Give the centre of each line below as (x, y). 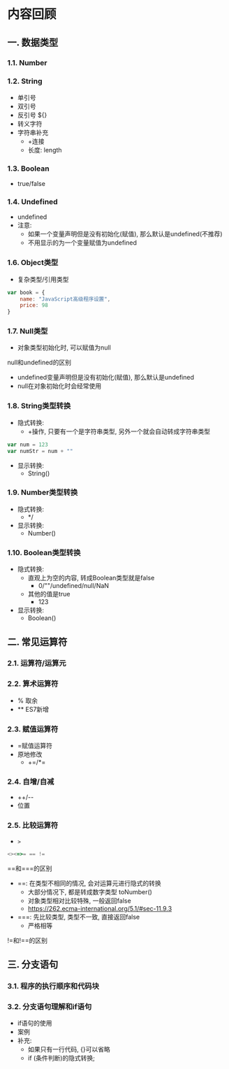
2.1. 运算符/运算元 (37, 663)
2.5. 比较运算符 (33, 826)
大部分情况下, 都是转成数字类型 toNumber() (90, 891)
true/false (31, 184)
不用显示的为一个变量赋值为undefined (82, 243)
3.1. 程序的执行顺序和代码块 (53, 986)
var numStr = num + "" (40, 451)
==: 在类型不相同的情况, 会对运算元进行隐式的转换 (89, 883)
